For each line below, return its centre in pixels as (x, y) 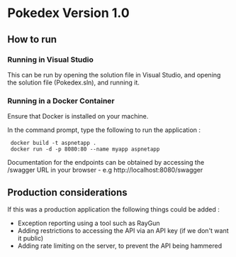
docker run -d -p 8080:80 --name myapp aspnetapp (85, 149)
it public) (30, 238)
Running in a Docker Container (61, 101)
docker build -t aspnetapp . (54, 143)
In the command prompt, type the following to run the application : (104, 130)
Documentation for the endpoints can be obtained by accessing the (106, 163)
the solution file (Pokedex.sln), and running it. (74, 82)
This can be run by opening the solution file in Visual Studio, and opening (114, 75)
